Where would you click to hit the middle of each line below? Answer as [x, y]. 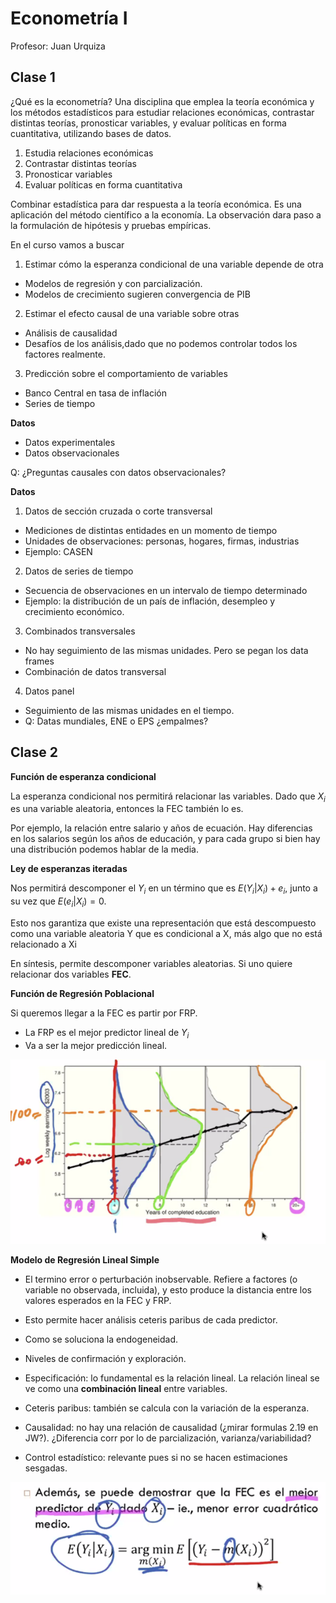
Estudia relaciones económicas [89, 153]
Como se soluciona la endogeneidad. [101, 1339]
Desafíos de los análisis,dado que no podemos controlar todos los [161, 343]
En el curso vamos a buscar [67, 244]
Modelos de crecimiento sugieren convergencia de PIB [138, 294]
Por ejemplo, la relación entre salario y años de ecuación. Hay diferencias [161, 828]
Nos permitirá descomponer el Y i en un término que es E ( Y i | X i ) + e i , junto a [164, 889]
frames [39, 661]
